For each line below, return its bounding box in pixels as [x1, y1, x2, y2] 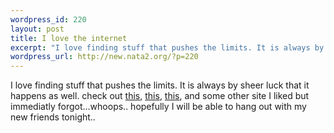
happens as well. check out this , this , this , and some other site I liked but [10, 90, 310, 102]
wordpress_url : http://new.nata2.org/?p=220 [10, 52, 199, 62]
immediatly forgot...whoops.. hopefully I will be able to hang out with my [10, 101, 307, 113]
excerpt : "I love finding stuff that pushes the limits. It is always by [10, 42, 325, 53]
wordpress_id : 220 [10, 14, 87, 25]
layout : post [10, 24, 65, 34]
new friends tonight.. [10, 111, 96, 123]
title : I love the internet [10, 33, 128, 43]
